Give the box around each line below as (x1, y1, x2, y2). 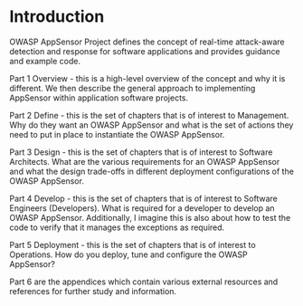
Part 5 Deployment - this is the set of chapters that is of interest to (9, 239, 256, 250)
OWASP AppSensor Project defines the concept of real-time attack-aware (9, 36, 285, 47)
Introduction (9, 6, 105, 27)
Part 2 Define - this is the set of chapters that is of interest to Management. (9, 110, 289, 120)
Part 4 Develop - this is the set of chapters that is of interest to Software (9, 193, 278, 204)
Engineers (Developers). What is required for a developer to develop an (9, 202, 275, 214)
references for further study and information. (9, 285, 177, 296)
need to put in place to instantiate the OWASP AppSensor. (9, 129, 225, 139)
